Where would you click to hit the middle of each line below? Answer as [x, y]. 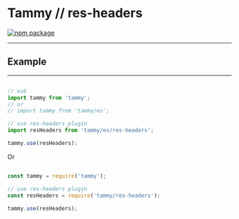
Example [27, 62]
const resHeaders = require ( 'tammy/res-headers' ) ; [84, 196]
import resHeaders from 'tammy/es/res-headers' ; [81, 130]
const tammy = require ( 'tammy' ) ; [57, 176]
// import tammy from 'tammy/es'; [59, 111]
